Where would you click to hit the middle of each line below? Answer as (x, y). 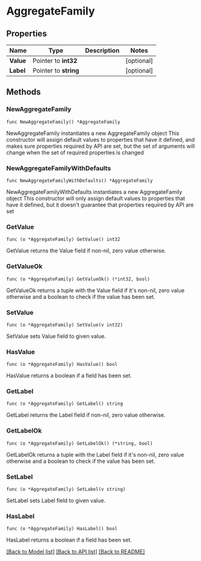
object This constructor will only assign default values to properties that (96, 198)
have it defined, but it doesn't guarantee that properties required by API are (100, 205)
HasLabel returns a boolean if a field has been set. (69, 540)
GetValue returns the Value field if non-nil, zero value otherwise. (86, 251)
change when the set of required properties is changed (75, 152)
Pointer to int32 (55, 61)
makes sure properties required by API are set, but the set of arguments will (100, 146)
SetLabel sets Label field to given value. (56, 500)
